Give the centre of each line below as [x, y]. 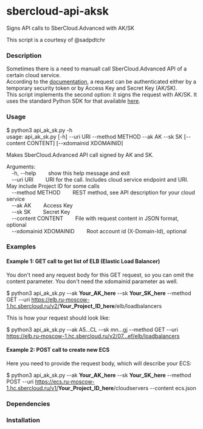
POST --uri [20, 382]
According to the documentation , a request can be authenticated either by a [101, 82]
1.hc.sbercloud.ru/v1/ [33, 388]
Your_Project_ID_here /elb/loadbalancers [111, 306]
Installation [23, 420]
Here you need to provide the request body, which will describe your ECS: [99, 363]
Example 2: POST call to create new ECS [58, 350]
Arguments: [21, 166]
